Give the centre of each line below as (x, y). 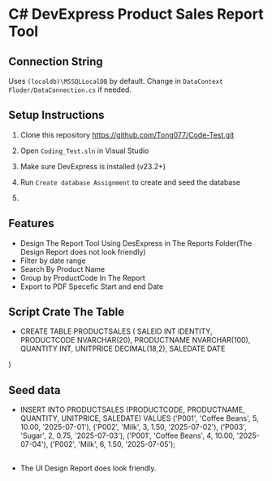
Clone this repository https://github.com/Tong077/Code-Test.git (127, 134)
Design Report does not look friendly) (83, 251)
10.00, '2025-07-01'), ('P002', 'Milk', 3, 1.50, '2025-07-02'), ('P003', (133, 427)
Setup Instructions (56, 115)
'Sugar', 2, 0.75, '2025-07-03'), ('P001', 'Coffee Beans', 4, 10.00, (127, 435)
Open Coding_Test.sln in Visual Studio (84, 151)
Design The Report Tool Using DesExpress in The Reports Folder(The (136, 243)
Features (31, 223)
